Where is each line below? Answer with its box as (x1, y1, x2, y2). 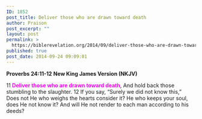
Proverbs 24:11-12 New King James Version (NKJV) (6, 70, 138, 77)
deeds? (6, 107, 25, 114)
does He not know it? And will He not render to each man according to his (6, 100, 189, 108)
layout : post (6, 31, 39, 37)
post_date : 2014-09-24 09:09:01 (6, 53, 87, 59)
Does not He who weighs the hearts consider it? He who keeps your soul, (6, 94, 188, 102)
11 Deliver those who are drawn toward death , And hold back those (6, 82, 175, 89)
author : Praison (6, 20, 47, 26)
